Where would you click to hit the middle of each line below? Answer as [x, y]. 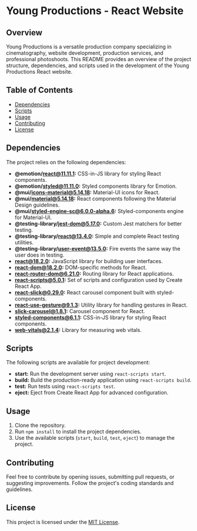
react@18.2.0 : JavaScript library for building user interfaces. [89, 261]
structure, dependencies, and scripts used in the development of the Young [98, 65]
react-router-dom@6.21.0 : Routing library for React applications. [94, 273]
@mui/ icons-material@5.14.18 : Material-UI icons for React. [87, 192]
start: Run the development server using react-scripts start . [90, 374]
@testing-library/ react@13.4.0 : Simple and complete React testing [97, 236]
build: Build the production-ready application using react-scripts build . [103, 380]
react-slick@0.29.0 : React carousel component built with [85, 292]
